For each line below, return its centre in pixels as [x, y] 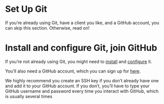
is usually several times [29, 96]
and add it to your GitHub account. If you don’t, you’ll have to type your [77, 86]
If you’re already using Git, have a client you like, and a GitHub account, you [82, 23]
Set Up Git [26, 9]
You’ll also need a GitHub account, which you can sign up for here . [73, 71]
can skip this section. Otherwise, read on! [47, 28]
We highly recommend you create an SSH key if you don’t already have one [82, 80]
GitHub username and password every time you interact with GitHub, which [82, 91]
